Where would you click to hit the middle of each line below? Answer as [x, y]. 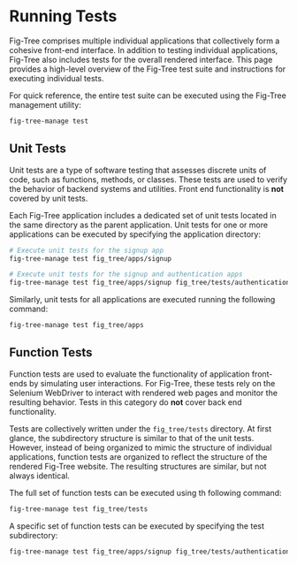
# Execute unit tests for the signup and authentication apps [126, 275]
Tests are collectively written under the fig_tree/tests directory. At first [141, 428]
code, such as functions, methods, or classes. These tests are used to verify [148, 179]
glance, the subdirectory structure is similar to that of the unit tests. [132, 438]
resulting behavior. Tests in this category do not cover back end [126, 402]
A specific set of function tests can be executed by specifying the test [137, 526]
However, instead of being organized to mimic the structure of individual [141, 447]
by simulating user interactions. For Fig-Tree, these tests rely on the [152, 383]
